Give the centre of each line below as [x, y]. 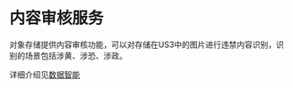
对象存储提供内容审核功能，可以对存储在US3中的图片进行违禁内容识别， [143, 44]
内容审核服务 [57, 18]
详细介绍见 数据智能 [45, 74]
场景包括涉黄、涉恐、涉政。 [76, 55]
